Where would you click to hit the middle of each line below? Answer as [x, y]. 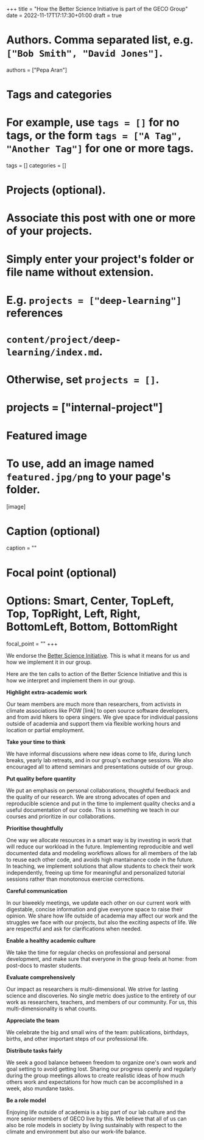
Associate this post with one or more [101, 218]
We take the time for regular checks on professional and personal [88, 952]
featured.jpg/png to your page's [89, 476]
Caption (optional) [53, 531]
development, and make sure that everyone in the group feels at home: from [102, 958]
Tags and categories [59, 95]
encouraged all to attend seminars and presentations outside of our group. [100, 767]
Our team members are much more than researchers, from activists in [94, 704]
